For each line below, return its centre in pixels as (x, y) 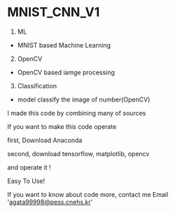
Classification (37, 85)
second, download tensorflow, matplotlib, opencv (78, 153)
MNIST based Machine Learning (64, 45)
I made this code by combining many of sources (77, 113)
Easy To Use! (26, 181)
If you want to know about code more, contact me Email (88, 194)
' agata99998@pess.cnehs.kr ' (50, 202)
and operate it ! (29, 167)
